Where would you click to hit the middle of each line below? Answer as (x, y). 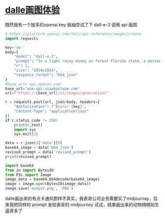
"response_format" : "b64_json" (46, 75)
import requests (22, 38)
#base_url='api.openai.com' (34, 84)
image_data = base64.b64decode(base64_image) (52, 179)
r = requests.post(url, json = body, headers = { (52, 102)
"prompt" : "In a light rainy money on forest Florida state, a (80, 61)
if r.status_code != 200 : (31, 120)
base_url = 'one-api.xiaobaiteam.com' (42, 89)
